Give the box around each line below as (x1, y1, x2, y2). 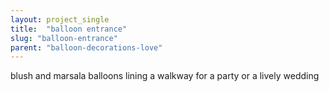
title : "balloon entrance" (10, 24, 128, 34)
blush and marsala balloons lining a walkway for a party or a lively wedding (10, 70, 320, 82)
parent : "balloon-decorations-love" (10, 42, 163, 53)
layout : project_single (10, 14, 110, 25)
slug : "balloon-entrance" (10, 33, 118, 43)
